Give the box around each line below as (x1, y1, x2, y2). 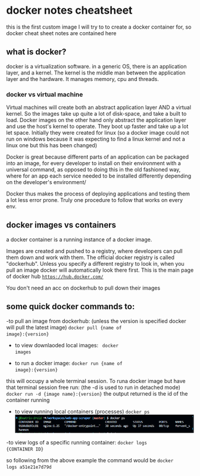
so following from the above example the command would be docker (6, 457, 174, 464)
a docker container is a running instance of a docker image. (6, 236, 152, 243)
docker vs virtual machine (6, 90, 83, 98)
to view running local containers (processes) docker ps (14, 407, 150, 415)
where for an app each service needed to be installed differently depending (6, 172, 192, 179)
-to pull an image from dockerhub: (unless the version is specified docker (6, 317, 186, 325)
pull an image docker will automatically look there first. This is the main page (6, 266, 194, 273)
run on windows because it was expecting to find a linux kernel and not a (6, 135, 186, 143)
